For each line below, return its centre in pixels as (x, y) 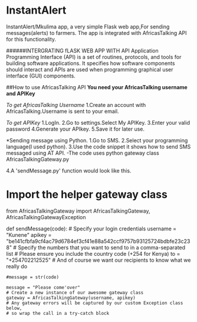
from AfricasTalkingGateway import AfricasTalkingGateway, (78, 211)
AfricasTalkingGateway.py (38, 159)
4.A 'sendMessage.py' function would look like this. (69, 170)
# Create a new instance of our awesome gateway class (75, 292)
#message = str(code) (33, 277)
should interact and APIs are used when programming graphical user (90, 69)
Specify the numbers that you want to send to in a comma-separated (101, 247)
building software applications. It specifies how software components (91, 63)
